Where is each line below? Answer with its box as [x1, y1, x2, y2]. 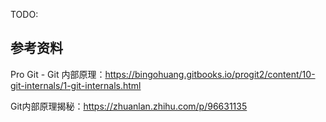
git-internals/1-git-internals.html [10, 79, 142, 91]
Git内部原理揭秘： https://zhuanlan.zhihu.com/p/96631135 [10, 100, 248, 112]
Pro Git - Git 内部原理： [10, 68, 106, 80]
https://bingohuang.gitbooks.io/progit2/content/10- [104, 68, 316, 80]
